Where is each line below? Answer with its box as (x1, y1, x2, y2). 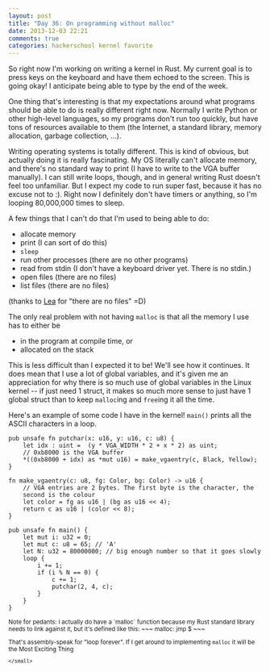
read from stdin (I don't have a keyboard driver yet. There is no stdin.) (19, 264, 252, 273)
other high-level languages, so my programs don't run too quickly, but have (8, 114, 259, 123)
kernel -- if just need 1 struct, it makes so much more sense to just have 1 (8, 386, 251, 396)
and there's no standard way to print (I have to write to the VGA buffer (8, 164, 240, 173)
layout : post (8, 11, 52, 20)
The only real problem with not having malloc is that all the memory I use (8, 312, 250, 322)
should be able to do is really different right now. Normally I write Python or (8, 106, 258, 115)
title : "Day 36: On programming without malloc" (8, 19, 175, 27)
